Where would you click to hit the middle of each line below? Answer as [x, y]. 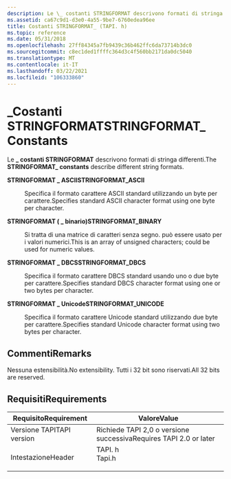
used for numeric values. [59, 249]
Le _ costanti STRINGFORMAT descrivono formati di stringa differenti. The [112, 159]
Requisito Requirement [50, 418]
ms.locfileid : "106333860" [46, 77]
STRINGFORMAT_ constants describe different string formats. [96, 167]
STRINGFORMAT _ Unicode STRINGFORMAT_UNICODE [86, 304]
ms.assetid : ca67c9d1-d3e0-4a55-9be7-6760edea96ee [81, 20]
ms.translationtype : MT [41, 58]
